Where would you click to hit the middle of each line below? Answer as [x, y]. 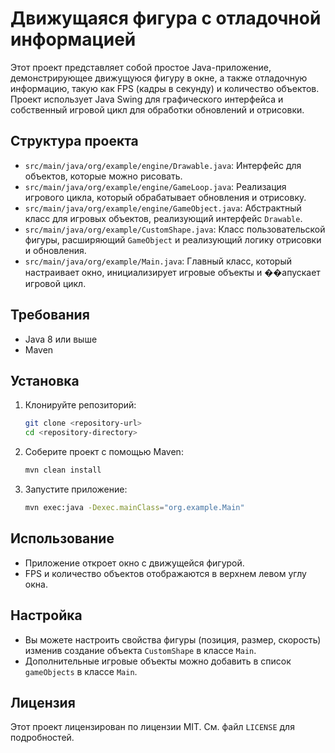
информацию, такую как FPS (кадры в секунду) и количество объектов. [165, 88]
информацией [73, 39]
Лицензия [43, 702]
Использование [62, 538]
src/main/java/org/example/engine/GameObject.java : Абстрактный [163, 208]
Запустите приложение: [76, 489]
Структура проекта [74, 141]
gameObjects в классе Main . [81, 671]
